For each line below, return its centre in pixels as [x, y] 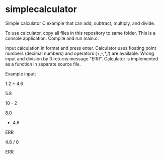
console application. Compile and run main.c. [52, 38]
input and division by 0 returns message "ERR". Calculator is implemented [82, 58]
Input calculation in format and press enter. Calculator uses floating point [81, 48]
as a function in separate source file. [43, 64]
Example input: [21, 73]
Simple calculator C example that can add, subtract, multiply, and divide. [80, 23]
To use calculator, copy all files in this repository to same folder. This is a [80, 33]
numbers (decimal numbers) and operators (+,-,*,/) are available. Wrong [80, 53]
